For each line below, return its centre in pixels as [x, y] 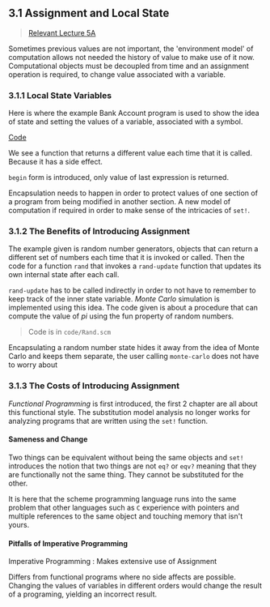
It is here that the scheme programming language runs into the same [122, 498]
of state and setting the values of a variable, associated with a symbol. [126, 122]
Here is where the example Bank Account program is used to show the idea [134, 113]
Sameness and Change [48, 439]
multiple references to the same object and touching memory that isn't [126, 516]
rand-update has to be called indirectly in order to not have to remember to [132, 290]
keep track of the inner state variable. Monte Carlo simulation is [114, 299]
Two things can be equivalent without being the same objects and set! [126, 457]
